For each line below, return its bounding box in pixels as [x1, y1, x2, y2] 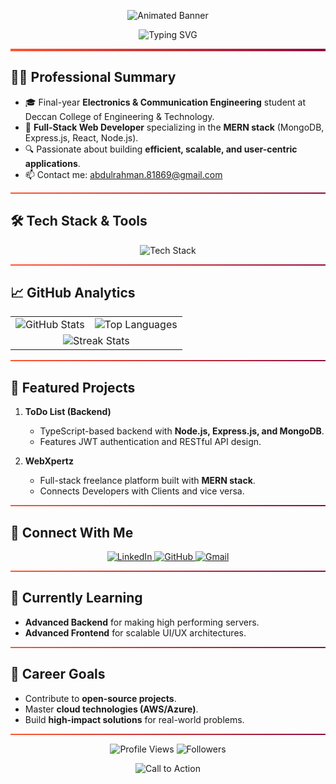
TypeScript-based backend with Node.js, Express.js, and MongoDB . [39, 425, 325, 437]
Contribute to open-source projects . [24, 692, 177, 704]
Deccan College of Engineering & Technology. [24, 110, 215, 122]
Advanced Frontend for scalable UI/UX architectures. [24, 626, 247, 639]
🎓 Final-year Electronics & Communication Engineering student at [24, 96, 307, 108]
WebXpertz [24, 455, 75, 467]
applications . [24, 157, 81, 169]
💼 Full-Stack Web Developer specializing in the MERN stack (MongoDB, [24, 121, 325, 133]
